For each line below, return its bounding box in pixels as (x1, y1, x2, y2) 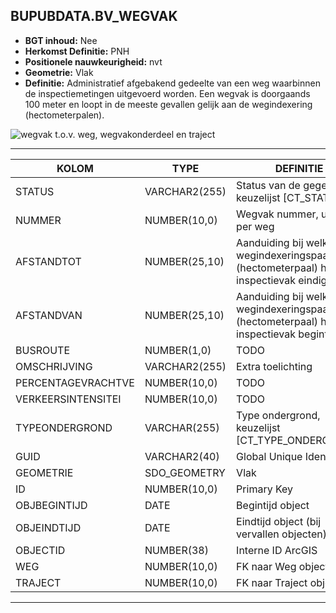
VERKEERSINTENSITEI (15, 392, 122, 406)
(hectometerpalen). (24, 109, 105, 121)
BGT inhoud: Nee (24, 34, 98, 46)
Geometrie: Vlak (24, 66, 94, 78)
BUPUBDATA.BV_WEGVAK (10, 8, 178, 25)
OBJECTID (15, 543, 66, 557)
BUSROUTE (15, 343, 71, 357)
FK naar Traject (236, 575, 308, 589)
